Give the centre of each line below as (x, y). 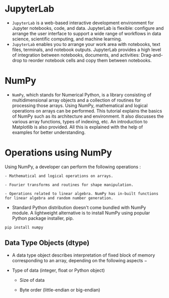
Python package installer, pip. (43, 218)
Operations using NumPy (58, 153)
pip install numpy (24, 227)
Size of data (32, 280)
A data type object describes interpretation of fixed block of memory (83, 255)
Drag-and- (152, 55)
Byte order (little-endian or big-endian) (60, 290)
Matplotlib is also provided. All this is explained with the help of (77, 127)
